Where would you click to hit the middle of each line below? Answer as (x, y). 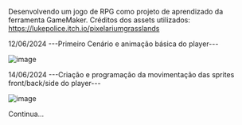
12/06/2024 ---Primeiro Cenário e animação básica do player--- (113, 44)
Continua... (26, 114)
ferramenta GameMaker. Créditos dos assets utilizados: (100, 20)
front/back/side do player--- (55, 83)
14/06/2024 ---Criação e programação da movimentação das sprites (121, 74)
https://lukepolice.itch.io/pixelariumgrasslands (84, 28)
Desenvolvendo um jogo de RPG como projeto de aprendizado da (116, 12)
